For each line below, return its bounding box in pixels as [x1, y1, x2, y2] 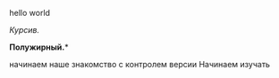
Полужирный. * [9, 42, 69, 52]
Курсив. [9, 25, 40, 35]
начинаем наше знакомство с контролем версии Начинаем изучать [9, 59, 271, 69]
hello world [9, 8, 51, 18]
